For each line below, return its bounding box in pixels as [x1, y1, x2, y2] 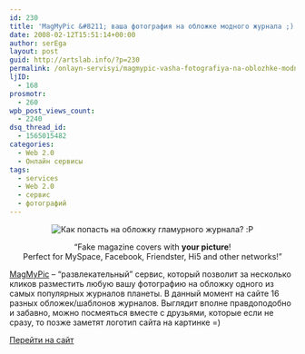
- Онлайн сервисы [17, 156, 84, 166]
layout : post [9, 47, 59, 56]
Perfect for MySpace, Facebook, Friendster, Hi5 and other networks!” [22, 251, 283, 261]
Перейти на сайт [9, 334, 74, 345]
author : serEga [9, 38, 67, 48]
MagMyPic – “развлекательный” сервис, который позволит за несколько [9, 269, 292, 280]
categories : [9, 140, 54, 149]
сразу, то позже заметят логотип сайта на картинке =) [9, 317, 221, 328]
